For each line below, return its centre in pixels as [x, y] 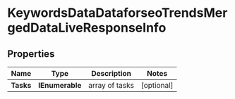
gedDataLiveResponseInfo [87, 28]
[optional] [157, 85]
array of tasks [111, 85]
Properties [31, 54]
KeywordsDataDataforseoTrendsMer [117, 13]
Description [112, 73]
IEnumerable [60, 85]
